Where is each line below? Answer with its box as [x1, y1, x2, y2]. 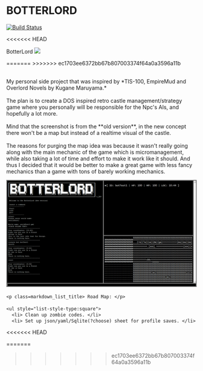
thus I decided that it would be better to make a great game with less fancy [6, 161, 193, 168]
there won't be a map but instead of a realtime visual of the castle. [6, 129, 171, 136]
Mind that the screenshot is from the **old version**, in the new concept [6, 122, 187, 130]
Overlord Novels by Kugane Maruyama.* [6, 84, 107, 91]
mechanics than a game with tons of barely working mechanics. [6, 168, 166, 175]
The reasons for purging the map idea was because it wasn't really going [6, 142, 188, 149]
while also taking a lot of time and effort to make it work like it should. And [6, 155, 190, 162]
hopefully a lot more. [6, 110, 58, 117]
